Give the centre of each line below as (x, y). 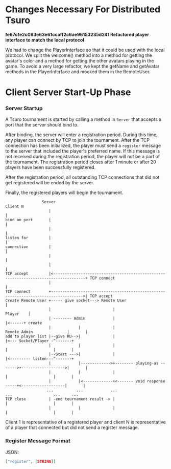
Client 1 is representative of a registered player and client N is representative (86, 422)
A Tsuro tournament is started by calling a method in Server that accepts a (83, 119)
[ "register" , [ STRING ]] (31, 461)
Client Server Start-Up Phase (68, 92)
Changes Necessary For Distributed (83, 9)
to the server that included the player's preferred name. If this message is (83, 151)
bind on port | (28, 220)
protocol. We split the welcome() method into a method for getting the (79, 55)
